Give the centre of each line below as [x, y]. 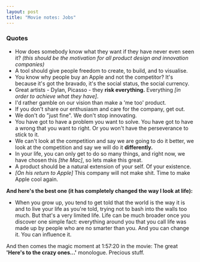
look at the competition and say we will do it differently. [84, 147]
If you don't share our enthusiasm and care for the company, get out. [100, 109]
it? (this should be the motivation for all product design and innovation [101, 58]
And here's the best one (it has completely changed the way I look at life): [99, 190]
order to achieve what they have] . [57, 96]
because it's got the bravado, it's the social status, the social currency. [102, 83]
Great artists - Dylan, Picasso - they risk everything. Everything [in [98, 90]
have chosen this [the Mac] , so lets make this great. [79, 160]
